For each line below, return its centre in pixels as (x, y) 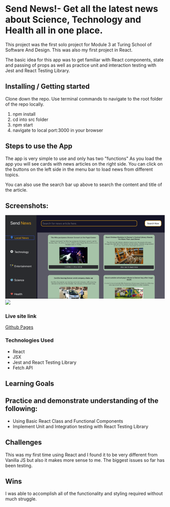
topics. (12, 175)
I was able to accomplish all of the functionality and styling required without (84, 494)
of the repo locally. (25, 104)
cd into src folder (30, 119)
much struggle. (21, 499)
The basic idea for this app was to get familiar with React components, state (84, 59)
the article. (16, 190)
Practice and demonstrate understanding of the (82, 401)
